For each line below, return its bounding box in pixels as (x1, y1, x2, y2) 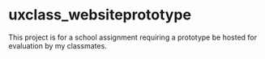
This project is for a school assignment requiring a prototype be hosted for (8, 32, 258, 42)
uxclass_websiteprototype (8, 6, 192, 24)
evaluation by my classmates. (8, 40, 107, 50)
